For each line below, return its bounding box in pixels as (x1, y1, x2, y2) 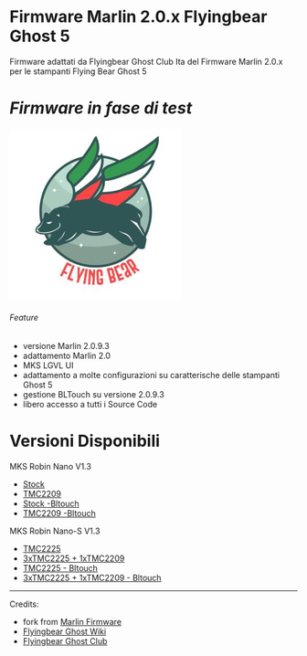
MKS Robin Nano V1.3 (9, 461, 91, 472)
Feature (9, 312, 39, 323)
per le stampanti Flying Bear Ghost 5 (9, 66, 147, 77)
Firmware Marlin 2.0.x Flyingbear (9, 6, 268, 27)
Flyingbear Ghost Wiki (22, 626, 107, 637)
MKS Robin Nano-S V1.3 (9, 525, 101, 536)
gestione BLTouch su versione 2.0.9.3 (22, 389, 164, 400)
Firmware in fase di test (9, 98, 193, 119)
